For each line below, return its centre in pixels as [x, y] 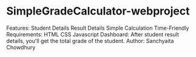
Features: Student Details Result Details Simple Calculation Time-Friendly [98, 28]
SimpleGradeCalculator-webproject [98, 11]
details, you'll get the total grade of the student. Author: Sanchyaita [90, 41]
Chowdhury [21, 47]
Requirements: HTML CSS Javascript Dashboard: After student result [93, 34]
